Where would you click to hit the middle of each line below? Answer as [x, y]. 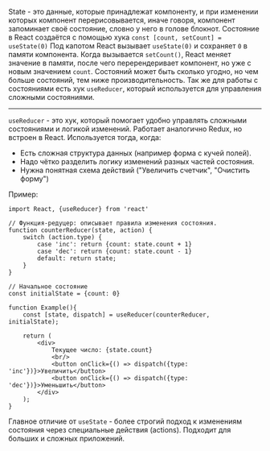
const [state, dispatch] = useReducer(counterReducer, [117, 315]
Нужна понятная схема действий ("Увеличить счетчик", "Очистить [135, 170]
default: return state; [77, 259]
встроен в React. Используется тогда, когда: [85, 137]
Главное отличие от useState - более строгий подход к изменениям [125, 421]
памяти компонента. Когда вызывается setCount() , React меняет [120, 54]
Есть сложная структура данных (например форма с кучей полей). [135, 153]
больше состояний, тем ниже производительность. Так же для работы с [133, 80]
